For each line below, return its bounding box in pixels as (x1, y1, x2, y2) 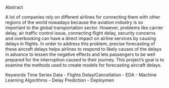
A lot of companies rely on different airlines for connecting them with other (5, 14, 160, 20)
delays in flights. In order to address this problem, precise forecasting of (5, 41, 155, 47)
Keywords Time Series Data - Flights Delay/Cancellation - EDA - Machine (5, 72, 157, 77)
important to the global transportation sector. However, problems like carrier (5, 25, 163, 31)
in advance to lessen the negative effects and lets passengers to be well (5, 51, 155, 57)
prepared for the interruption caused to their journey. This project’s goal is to (5, 57, 164, 62)
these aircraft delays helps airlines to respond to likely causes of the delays (5, 46, 162, 52)
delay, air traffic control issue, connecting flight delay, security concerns (5, 30, 156, 36)
